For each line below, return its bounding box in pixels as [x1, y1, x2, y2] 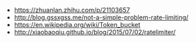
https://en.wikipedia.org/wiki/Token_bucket [13, 21, 141, 28]
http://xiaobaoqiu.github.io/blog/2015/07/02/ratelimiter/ [13, 28, 175, 36]
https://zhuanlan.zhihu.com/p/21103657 [13, 6, 130, 14]
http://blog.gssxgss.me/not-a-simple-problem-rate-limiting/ [13, 13, 189, 21]
